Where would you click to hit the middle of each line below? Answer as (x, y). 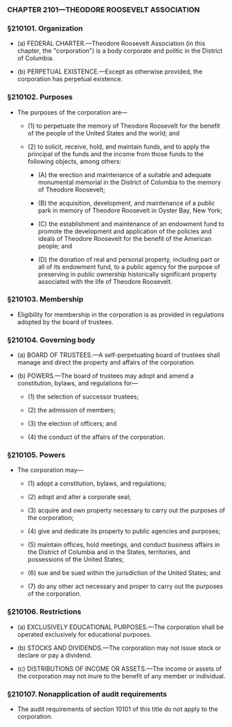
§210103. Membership (45, 299)
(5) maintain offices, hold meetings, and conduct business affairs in (124, 545)
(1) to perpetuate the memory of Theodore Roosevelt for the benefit (124, 126)
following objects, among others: (74, 161)
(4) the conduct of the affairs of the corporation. (96, 437)
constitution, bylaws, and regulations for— (78, 383)
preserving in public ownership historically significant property (127, 274)
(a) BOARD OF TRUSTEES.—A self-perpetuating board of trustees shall (118, 355)
